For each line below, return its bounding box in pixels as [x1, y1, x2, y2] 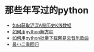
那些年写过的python [5, 5, 89, 16]
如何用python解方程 [12, 28, 54, 34]
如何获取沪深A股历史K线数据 [12, 22, 72, 28]
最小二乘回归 [12, 41, 39, 47]
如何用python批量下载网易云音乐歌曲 [12, 35, 89, 41]
